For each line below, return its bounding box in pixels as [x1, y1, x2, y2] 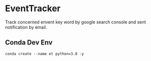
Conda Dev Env [5, 39, 53, 47]
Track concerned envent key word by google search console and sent [5, 19, 146, 25]
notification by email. [5, 24, 47, 30]
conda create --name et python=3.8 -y [5, 51, 84, 56]
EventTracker [5, 3, 61, 14]
